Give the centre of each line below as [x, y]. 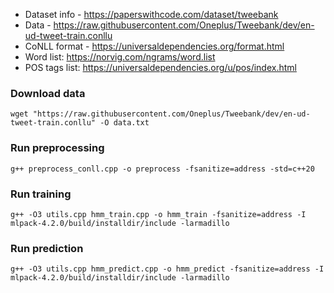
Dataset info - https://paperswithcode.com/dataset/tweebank [151, 14]
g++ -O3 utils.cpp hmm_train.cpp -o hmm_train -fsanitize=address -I [158, 214]
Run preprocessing [57, 148]
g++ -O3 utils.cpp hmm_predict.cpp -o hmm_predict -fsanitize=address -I [167, 269]
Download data [48, 93]
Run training [41, 194]
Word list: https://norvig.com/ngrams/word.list [120, 57]
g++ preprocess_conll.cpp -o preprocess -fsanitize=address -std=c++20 [162, 169]
